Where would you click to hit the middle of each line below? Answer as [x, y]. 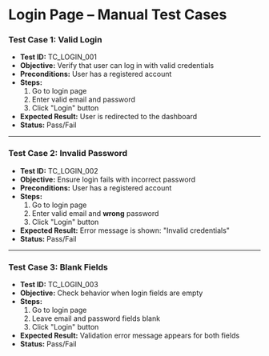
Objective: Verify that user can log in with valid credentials [117, 66]
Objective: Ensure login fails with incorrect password [108, 179]
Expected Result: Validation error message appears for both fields [130, 336]
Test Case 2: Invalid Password [68, 154]
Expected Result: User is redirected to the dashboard [108, 117]
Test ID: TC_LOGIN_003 [59, 285]
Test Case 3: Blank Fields [58, 267]
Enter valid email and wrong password [95, 213]
